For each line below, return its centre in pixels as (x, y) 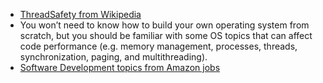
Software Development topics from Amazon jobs (120, 67)
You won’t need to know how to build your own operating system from (164, 25)
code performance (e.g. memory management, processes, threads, (158, 46)
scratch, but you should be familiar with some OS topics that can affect (166, 35)
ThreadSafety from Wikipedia (80, 14)
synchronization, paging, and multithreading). (113, 57)
